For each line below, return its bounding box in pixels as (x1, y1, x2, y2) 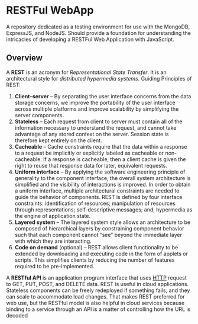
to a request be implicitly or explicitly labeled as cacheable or (14, 149, 164, 156)
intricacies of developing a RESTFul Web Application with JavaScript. (6, 36, 174, 43)
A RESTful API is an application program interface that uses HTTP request (6, 274, 187, 281)
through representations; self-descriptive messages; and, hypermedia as (14, 206, 193, 213)
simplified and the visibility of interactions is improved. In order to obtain (14, 181, 191, 188)
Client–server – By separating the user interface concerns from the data (14, 92, 191, 100)
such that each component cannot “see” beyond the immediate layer (14, 231, 182, 238)
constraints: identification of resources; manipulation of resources (14, 200, 176, 207)
